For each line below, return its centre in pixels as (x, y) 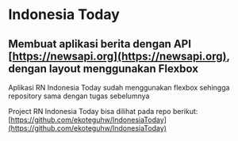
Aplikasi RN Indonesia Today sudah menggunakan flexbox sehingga (119, 88)
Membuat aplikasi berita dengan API (100, 44)
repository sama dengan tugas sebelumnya (79, 96)
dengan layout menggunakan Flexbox (103, 69)
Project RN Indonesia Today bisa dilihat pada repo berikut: (103, 111)
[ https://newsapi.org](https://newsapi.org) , (119, 56)
